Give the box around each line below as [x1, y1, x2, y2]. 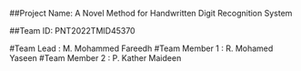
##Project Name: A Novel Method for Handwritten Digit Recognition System [9, 8, 293, 18]
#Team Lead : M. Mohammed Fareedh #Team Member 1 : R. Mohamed [9, 43, 274, 54]
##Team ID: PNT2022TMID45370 [9, 25, 135, 35]
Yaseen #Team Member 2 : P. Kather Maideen [9, 53, 182, 63]
